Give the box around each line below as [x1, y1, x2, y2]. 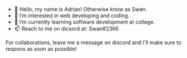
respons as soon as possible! [5, 45, 77, 52]
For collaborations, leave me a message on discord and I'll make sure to [5, 39, 182, 46]
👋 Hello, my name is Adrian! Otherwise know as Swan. [14, 6, 147, 13]
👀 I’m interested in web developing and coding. [14, 12, 130, 19]
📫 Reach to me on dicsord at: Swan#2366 [14, 25, 119, 32]
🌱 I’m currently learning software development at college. [14, 19, 155, 25]
